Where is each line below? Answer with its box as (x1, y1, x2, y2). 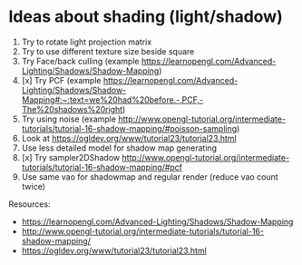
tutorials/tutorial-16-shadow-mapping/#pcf (21, 162, 183, 172)
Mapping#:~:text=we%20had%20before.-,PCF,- (21, 93, 204, 105)
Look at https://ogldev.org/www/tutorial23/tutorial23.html (21, 132, 237, 143)
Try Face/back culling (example (21, 55, 140, 66)
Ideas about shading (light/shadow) (8, 6, 283, 27)
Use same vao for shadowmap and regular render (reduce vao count (21, 171, 278, 182)
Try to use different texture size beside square (21, 45, 195, 56)
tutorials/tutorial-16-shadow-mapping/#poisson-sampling (21, 123, 238, 133)
